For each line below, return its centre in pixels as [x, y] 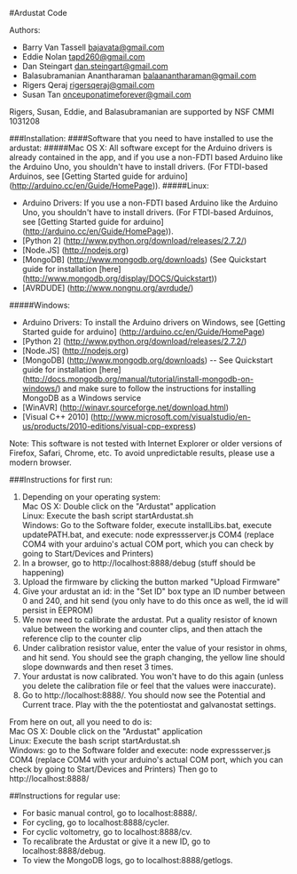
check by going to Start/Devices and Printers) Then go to [113, 769]
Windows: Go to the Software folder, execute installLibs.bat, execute [147, 525]
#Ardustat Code [39, 13]
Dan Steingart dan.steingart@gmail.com [95, 66]
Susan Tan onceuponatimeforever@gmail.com [107, 94]
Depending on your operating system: [91, 497]
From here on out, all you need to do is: [81, 722]
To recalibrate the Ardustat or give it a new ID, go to [116, 841]
